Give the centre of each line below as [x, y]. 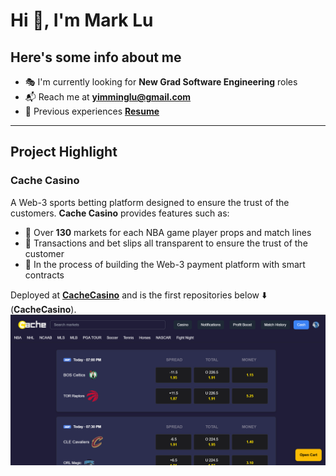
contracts [44, 275]
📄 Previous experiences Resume [92, 111]
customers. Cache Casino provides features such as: [120, 213]
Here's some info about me [96, 57]
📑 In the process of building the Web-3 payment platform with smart [165, 264]
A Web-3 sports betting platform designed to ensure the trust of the [150, 202]
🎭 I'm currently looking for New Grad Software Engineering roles [161, 82]
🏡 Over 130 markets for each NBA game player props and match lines [168, 232]
